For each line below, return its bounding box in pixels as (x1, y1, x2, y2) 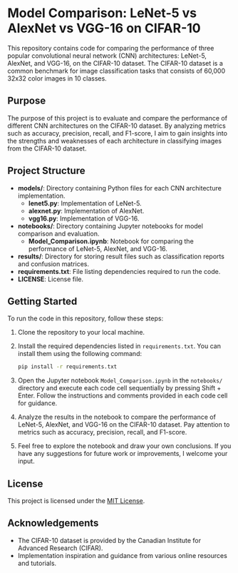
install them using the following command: (17, 350, 143, 358)
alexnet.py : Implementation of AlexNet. (28, 206, 145, 215)
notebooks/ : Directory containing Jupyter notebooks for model (17, 221, 203, 230)
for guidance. (17, 399, 58, 407)
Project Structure (7, 165, 86, 177)
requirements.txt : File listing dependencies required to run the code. (17, 267, 221, 275)
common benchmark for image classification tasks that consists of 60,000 (7, 66, 226, 75)
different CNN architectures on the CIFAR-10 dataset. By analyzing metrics (7, 121, 226, 130)
